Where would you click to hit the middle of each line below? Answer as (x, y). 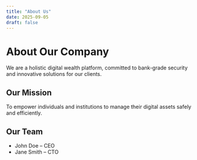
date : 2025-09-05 (27, 17)
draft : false (22, 22)
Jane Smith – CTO (37, 152)
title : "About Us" (29, 11)
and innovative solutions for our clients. (54, 74)
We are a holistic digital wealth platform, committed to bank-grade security (97, 68)
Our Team (24, 131)
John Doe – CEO (35, 145)
